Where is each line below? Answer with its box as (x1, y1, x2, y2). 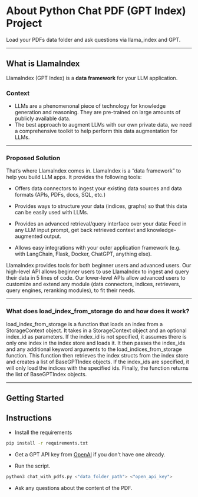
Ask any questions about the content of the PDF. (14, 484, 133, 491)
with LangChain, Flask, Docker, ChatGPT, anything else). (14, 250, 152, 257)
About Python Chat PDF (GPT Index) (6, 4, 187, 18)
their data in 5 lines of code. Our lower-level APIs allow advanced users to (6, 274, 186, 281)
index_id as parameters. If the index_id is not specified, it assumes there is (6, 333, 187, 340)
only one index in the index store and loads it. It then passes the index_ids (6, 339, 186, 346)
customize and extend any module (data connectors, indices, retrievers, (6, 281, 181, 288)
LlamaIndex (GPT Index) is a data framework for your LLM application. (6, 74, 178, 81)
